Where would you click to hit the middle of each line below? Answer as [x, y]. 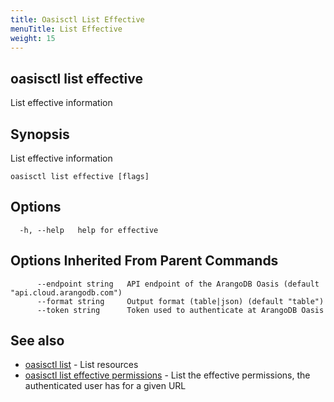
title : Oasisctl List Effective [77, 19]
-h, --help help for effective [89, 230]
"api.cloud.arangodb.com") [66, 292]
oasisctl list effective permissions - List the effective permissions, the [167, 375]
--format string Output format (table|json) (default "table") [180, 301]
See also [37, 341]
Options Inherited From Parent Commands [144, 261]
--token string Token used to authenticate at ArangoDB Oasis [180, 310]
